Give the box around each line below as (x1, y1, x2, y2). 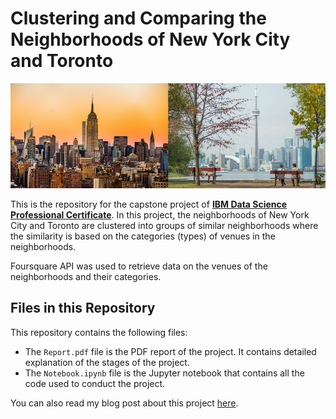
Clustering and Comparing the (10, 7, 267, 30)
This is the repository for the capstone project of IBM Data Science (10, 198, 288, 210)
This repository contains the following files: (10, 326, 188, 338)
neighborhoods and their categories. (10, 270, 162, 282)
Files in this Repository (10, 300, 156, 317)
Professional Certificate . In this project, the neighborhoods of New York (10, 208, 310, 221)
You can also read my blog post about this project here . (10, 397, 239, 409)
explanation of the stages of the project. (24, 356, 190, 368)
